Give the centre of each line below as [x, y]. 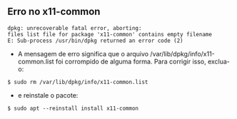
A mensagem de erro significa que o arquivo [83, 53]
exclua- [219, 61]
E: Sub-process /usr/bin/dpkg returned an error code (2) [95, 41]
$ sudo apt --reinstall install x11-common [73, 108]
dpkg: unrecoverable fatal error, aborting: [75, 28]
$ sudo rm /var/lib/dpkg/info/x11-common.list [78, 82]
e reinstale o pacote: [48, 95]
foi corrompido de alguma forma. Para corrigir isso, [131, 61]
